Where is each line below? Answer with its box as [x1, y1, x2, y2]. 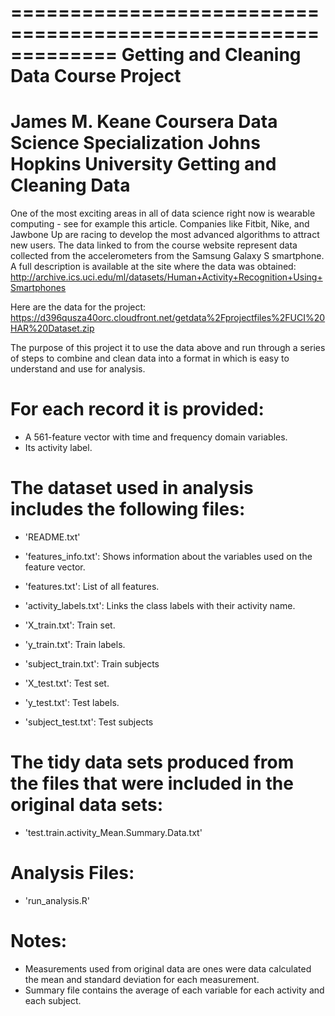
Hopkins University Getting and [10, 153, 277, 176]
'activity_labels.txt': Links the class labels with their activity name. [24, 600, 296, 611]
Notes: [10, 930, 68, 953]
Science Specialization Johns [10, 132, 261, 155]
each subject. [24, 994, 82, 1006]
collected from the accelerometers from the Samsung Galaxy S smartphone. [10, 250, 325, 262]
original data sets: [10, 794, 164, 816]
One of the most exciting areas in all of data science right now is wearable [10, 207, 316, 220]
